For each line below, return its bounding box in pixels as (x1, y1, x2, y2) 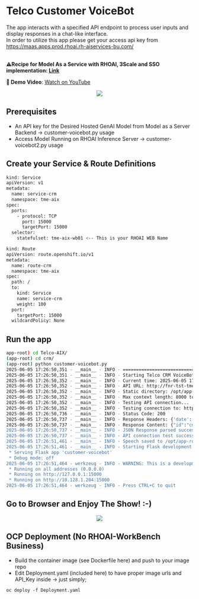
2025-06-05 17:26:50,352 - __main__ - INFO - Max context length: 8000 (6, 394, 187, 401)
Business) (6, 541, 44, 551)
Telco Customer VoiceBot (6, 4, 134, 18)
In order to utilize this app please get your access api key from (6, 36, 159, 43)
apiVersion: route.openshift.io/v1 (6, 251, 94, 257)
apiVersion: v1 (6, 180, 44, 186)
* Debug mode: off (8, 455, 54, 461)
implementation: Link (6, 67, 60, 74)
